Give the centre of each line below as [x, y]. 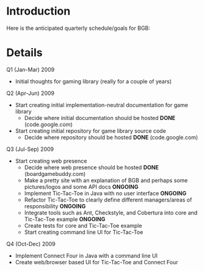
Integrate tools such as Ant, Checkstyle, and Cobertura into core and [111, 213]
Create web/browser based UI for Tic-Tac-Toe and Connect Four [97, 262]
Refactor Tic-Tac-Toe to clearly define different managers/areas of [108, 200]
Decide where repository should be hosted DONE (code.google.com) [111, 137]
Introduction [38, 11]
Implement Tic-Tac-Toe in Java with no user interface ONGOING [105, 193]
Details [24, 53]
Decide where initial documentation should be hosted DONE [100, 118]
